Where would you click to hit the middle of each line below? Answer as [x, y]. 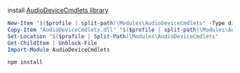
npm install [25, 62]
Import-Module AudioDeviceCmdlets [59, 50]
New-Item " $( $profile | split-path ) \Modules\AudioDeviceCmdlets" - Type [116, 23]
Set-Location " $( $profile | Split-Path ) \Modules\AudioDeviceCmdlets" [113, 36]
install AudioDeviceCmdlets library [58, 10]
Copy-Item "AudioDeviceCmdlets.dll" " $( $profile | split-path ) [104, 30]
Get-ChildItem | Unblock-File [52, 43]
